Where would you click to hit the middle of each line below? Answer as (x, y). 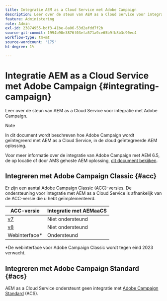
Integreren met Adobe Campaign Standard (72, 268)
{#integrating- (129, 86)
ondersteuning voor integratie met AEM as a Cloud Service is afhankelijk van (83, 193)
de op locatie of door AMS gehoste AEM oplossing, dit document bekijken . (82, 160)
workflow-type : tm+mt (28, 38)
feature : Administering (30, 19)
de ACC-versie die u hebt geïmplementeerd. (50, 199)
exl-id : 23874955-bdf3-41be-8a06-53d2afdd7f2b (54, 28)
